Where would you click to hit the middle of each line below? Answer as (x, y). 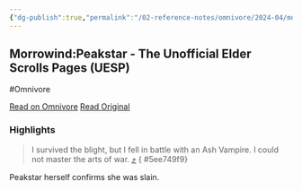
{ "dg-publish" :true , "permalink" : (72, 17)
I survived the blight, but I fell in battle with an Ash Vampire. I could (155, 150)
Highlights (32, 130)
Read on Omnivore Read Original (70, 107)
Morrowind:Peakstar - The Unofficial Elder (130, 54)
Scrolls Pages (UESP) (70, 68)
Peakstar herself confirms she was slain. (84, 177)
